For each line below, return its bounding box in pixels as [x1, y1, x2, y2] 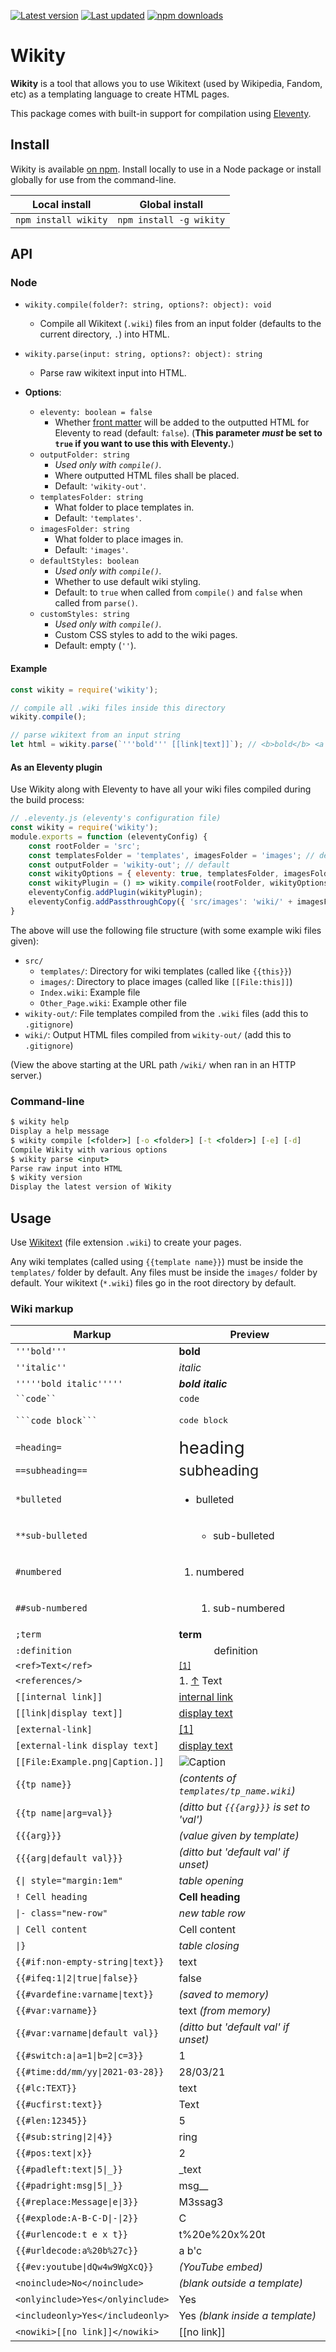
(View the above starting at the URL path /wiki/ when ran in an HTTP [10, 1058, 297, 1070]
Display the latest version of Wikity [10, 1182, 172, 1192]
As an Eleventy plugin [10, 761, 103, 773]
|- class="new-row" [15, 1908, 108, 1919]
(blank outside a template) [178, 2276, 304, 2290]
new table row [178, 1906, 246, 1920]
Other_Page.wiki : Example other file [39, 996, 187, 1009]
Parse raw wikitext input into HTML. [39, 367, 187, 379]
